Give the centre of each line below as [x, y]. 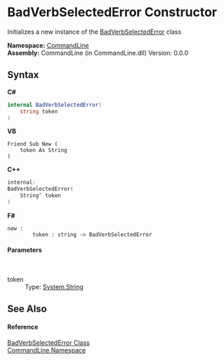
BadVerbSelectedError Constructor [112, 12]
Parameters [25, 250]
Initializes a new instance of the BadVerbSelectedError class [94, 32]
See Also [27, 309]
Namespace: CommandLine [48, 45]
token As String [44, 151]
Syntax [23, 75]
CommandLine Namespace [47, 350]
